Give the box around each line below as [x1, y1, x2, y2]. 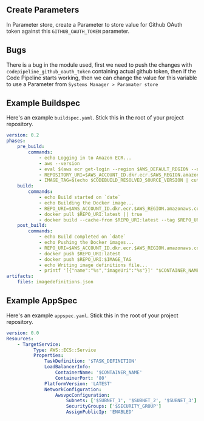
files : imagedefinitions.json [17, 279, 94, 285]
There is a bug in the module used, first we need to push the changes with [6, 61, 192, 69]
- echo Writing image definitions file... [38, 262, 148, 268]
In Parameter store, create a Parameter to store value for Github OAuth [6, 21, 183, 28]
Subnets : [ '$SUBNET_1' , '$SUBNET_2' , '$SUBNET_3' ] [66, 397, 197, 404]
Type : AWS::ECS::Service [33, 347, 97, 353]
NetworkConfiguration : [44, 386, 102, 392]
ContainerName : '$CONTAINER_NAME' [55, 369, 143, 376]
